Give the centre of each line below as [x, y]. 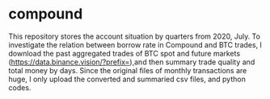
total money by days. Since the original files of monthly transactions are [128, 70]
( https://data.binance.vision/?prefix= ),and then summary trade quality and [132, 62]
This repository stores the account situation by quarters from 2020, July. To [135, 36]
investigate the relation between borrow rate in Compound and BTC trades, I [135, 44]
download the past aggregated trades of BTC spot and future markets [124, 53]
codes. [20, 87]
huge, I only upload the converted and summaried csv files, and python [127, 79]
